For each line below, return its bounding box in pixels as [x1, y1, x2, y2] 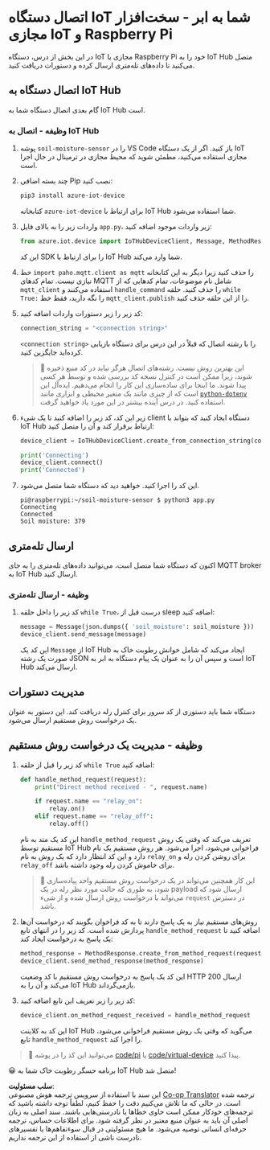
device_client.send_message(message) [19, 630, 147, 639]
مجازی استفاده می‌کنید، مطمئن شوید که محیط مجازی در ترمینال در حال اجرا [19, 152, 247, 162]
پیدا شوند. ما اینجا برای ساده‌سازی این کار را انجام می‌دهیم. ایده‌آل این [39, 380, 247, 389]
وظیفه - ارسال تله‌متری [8, 589, 89, 600]
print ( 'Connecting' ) [19, 451, 89, 459]
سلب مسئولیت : [8, 1081, 55, 1090]
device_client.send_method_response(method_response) [19, 957, 204, 965]
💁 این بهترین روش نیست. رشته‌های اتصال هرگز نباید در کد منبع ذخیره [39, 363, 245, 372]
